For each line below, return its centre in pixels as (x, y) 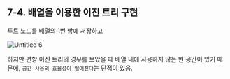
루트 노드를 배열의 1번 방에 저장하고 (55, 31)
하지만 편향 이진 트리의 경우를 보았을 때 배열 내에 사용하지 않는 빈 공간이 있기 (112, 59)
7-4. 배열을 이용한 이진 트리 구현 (73, 13)
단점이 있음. (117, 68)
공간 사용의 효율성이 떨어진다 (58, 69)
